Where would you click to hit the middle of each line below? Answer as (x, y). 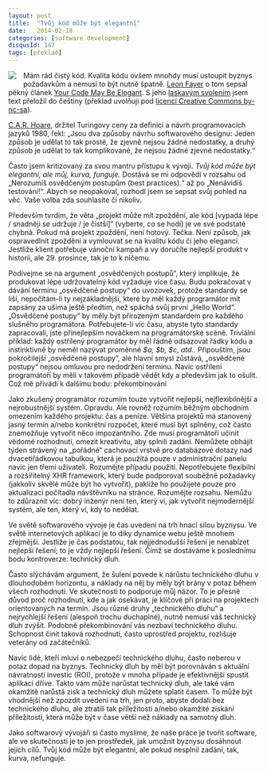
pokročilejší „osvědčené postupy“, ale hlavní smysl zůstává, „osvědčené (127, 358)
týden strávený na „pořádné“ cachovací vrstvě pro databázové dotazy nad (130, 450)
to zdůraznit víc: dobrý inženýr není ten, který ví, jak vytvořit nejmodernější (131, 501)
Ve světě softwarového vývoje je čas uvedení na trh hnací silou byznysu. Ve (133, 525)
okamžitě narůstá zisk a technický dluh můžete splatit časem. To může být (130, 692)
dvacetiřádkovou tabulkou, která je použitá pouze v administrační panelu (128, 459)
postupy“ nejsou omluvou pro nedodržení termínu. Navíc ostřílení (115, 367)
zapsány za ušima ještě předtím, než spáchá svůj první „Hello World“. (122, 307)
